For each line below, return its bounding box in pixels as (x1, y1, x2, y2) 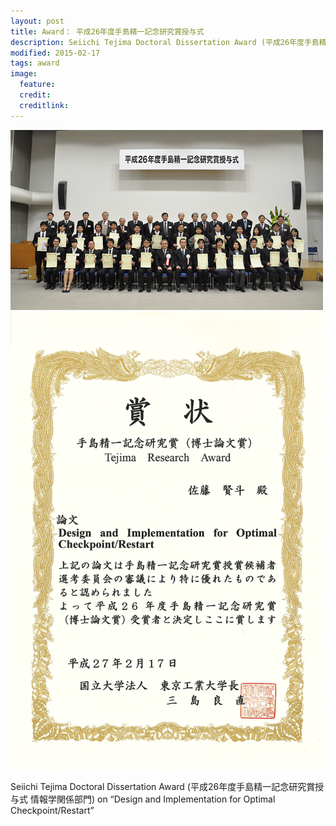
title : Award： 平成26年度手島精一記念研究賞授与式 (10, 26, 205, 37)
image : (10, 69, 38, 79)
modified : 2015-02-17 (10, 48, 101, 58)
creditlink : (19, 100, 70, 110)
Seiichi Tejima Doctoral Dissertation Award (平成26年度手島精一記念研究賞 (10, 780, 316, 792)
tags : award (10, 58, 60, 69)
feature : (19, 80, 56, 90)
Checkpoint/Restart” (10, 804, 95, 816)
